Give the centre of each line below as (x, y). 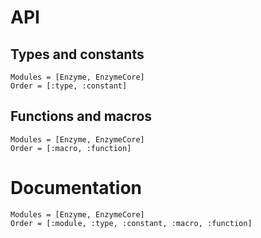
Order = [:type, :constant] (69, 86)
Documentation (76, 188)
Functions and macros (81, 116)
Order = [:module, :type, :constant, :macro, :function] (131, 223)
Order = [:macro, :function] (71, 148)
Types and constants (77, 54)
